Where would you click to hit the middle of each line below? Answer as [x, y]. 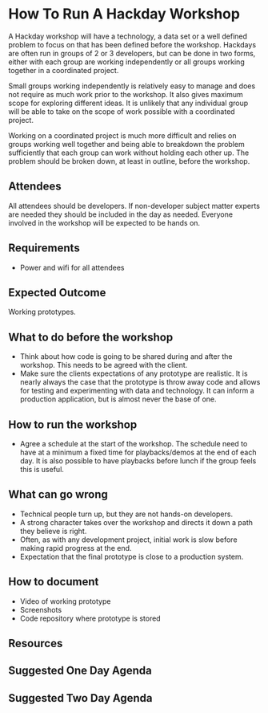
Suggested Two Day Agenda [81, 698]
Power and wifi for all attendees [72, 267]
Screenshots [41, 609]
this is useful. [42, 469]
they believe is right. [53, 531]
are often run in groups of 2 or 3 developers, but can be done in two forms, [132, 53]
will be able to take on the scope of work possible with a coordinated [122, 111]
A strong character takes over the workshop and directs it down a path [136, 522]
